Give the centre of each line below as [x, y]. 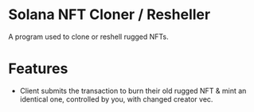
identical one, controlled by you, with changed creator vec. [116, 99]
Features [38, 69]
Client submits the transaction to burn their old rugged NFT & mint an [133, 91]
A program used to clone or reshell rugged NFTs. [88, 37]
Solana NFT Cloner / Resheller [109, 15]
